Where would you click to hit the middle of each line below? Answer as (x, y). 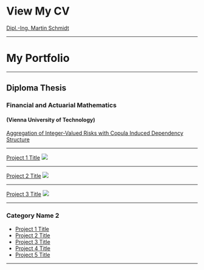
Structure (18, 140)
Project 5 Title (32, 255)
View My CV (38, 11)
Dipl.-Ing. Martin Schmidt (38, 28)
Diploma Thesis (36, 88)
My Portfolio (38, 58)
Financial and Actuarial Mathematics (62, 106)
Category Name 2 (33, 215)
